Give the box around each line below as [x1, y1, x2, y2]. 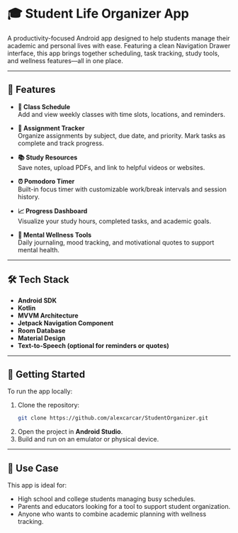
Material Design [17, 334, 66, 342]
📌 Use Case [7, 462, 59, 474]
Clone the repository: [17, 401, 80, 410]
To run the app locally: [7, 387, 73, 395]
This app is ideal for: [7, 481, 67, 490]
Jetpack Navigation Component [17, 318, 114, 327]
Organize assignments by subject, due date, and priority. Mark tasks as [17, 131, 226, 140]
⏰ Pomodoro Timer [17, 176, 75, 185]
